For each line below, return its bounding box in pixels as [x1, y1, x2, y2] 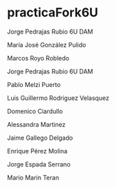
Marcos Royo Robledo [7, 53, 70, 62]
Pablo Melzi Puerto [7, 80, 61, 88]
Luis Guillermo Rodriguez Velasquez [7, 94, 110, 102]
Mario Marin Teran [7, 173, 60, 182]
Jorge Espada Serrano [7, 160, 71, 169]
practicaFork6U [7, 5, 98, 21]
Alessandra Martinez [7, 120, 66, 128]
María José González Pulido [7, 40, 86, 49]
